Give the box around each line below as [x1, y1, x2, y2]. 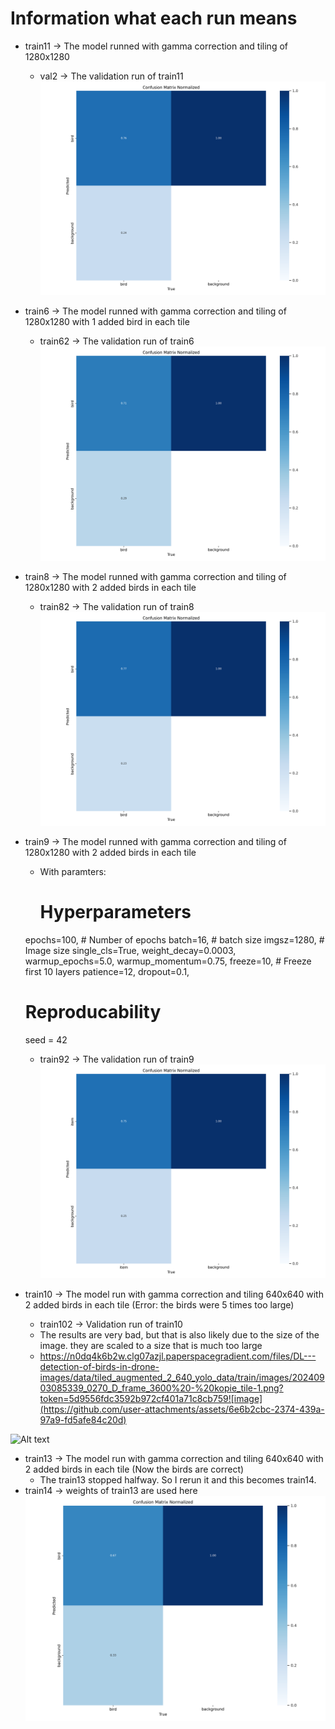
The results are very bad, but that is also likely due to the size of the [39, 1329, 320, 1341]
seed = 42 [24, 1033, 68, 1046]
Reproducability [24, 1000, 162, 1023]
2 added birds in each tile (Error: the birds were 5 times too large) [24, 1299, 295, 1311]
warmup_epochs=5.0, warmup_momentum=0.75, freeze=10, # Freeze [24, 955, 312, 967]
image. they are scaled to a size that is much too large [39, 1340, 263, 1351]
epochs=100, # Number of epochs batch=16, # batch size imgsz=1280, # [24, 933, 325, 946]
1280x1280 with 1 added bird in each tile [24, 316, 190, 328]
